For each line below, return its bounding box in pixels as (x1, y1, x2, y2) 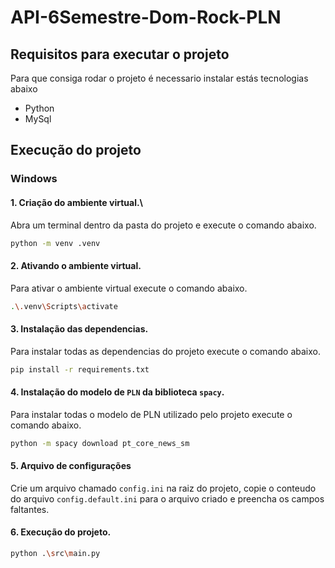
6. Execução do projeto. (10, 526, 112, 538)
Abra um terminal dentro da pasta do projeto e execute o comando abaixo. (10, 219, 317, 231)
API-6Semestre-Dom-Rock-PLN (10, 6, 282, 29)
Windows (10, 172, 58, 186)
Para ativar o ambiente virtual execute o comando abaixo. (10, 282, 248, 294)
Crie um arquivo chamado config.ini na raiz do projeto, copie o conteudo (10, 482, 317, 494)
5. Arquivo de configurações (10, 460, 132, 472)
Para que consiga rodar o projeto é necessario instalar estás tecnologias (10, 72, 309, 84)
